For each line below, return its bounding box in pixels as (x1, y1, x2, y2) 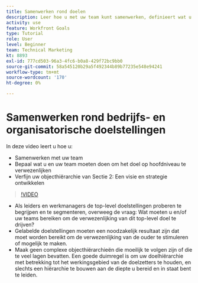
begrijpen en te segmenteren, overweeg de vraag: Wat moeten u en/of (14, 208, 187, 216)
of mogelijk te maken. (14, 240, 68, 247)
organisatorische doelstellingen (6, 123, 166, 136)
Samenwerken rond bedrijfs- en (6, 110, 165, 124)
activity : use (6, 19, 41, 25)
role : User (6, 36, 33, 42)
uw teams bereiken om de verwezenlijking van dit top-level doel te (14, 214, 176, 222)
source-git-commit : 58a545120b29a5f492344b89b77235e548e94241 (6, 63, 163, 70)
